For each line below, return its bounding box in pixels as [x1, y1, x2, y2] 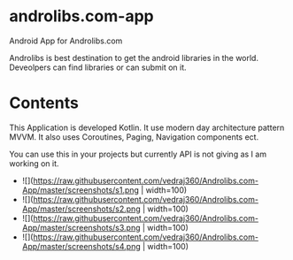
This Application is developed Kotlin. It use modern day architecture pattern [9, 122, 285, 133]
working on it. [9, 157, 59, 169]
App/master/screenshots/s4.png [21, 241, 141, 251]
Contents [9, 93, 80, 113]
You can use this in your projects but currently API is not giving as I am [9, 149, 267, 159]
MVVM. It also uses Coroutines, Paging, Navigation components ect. [9, 131, 259, 142]
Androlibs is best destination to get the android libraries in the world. [9, 52, 259, 63]
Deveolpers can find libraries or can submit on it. [9, 62, 188, 73]
